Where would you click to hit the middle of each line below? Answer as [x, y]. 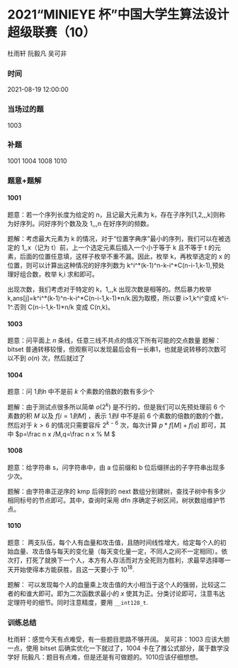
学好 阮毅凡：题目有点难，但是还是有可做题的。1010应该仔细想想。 [104, 657]
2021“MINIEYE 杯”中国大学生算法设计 [118, 15]
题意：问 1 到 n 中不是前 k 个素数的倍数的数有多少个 [81, 392]
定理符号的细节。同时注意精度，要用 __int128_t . [78, 602]
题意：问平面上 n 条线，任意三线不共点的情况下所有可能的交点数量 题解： [114, 340]
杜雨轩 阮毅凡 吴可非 [37, 53]
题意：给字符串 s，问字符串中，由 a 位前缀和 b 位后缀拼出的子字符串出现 [113, 467]
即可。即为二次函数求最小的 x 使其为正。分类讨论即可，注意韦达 [131, 593]
